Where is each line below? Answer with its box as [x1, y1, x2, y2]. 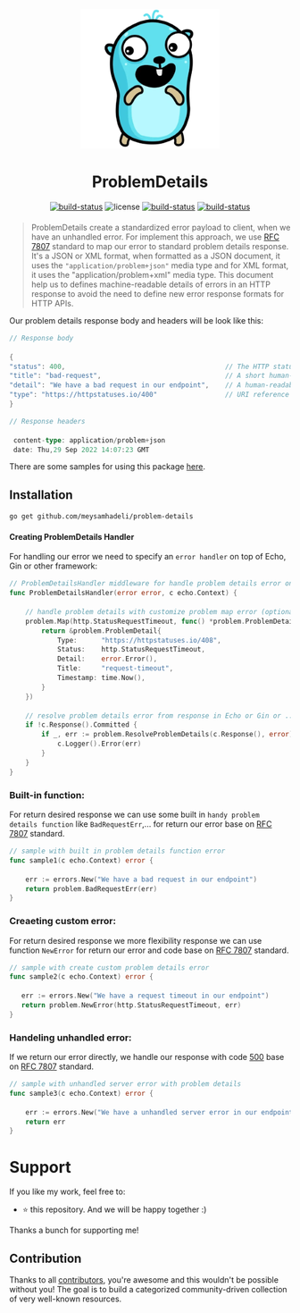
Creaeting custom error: [9, 915, 116, 928]
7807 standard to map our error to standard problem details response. [30, 240, 289, 251]
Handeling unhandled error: [9, 1031, 132, 1044]
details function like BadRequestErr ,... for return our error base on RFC [9, 819, 272, 829]
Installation [9, 487, 73, 502]
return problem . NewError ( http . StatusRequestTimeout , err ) [21, 1001, 242, 1010]
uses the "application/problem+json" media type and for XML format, [30, 259, 289, 271]
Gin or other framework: [9, 560, 98, 571]
